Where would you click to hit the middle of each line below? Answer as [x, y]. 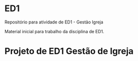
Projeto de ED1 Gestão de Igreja [69, 51]
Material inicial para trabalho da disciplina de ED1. [54, 31]
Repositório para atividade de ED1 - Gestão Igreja [54, 22]
